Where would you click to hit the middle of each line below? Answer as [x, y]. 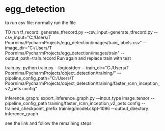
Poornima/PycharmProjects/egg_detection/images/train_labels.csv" [74, 42]
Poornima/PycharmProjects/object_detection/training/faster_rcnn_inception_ [82, 83]
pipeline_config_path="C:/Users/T [40, 78]
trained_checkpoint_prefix [31, 108]
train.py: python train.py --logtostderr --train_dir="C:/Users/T [67, 68]
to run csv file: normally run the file [41, 23]
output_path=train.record [30, 58]
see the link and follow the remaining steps [48, 123]
